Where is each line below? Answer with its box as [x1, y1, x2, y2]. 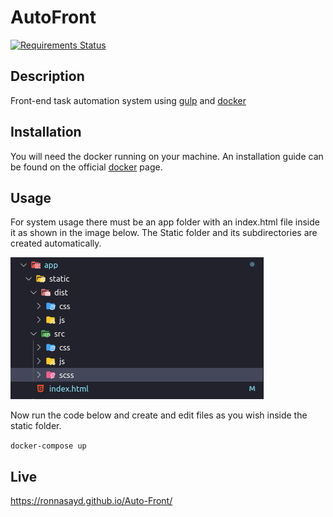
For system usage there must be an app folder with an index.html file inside [10, 216, 320, 228]
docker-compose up [10, 441, 87, 451]
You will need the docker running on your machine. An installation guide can [10, 150, 324, 162]
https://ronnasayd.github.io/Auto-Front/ [10, 495, 173, 507]
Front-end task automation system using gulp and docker [10, 94, 247, 106]
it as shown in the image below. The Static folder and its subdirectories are [10, 227, 318, 239]
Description [10, 68, 85, 85]
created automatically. [10, 237, 102, 250]
